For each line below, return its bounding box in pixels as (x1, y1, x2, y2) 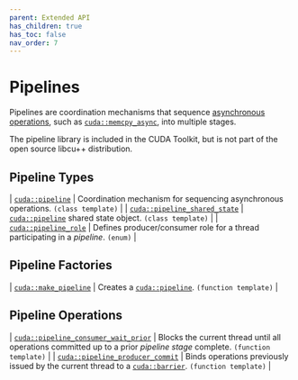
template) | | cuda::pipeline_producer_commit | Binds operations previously (9, 350, 289, 361)
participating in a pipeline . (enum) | (9, 231, 137, 242)
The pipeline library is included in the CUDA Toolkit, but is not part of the (9, 134, 278, 145)
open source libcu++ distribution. (9, 143, 133, 154)
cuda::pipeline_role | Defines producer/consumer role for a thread (9, 222, 259, 232)
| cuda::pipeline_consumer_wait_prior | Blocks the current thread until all (9, 331, 282, 342)
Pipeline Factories (9, 258, 113, 273)
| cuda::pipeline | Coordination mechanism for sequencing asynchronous (9, 194, 284, 204)
